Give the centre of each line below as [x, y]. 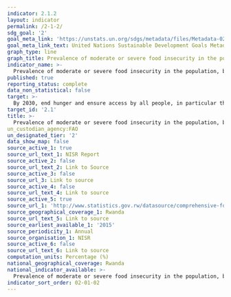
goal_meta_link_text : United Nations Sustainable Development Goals [107, 45]
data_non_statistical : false [49, 90]
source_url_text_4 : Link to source [58, 193]
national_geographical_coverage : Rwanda [66, 263]
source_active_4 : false [41, 187]
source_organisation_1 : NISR [49, 238]
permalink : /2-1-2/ [35, 26]
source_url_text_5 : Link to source [58, 218]
